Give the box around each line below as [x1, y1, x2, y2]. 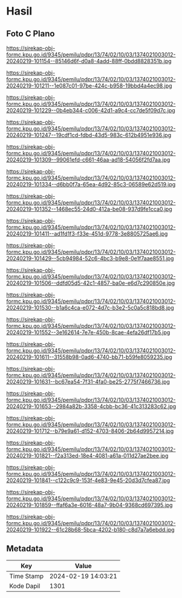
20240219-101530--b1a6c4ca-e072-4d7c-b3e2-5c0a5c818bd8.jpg [6, 304, 174, 311]
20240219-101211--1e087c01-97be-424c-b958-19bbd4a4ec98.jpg [6, 82, 172, 89]
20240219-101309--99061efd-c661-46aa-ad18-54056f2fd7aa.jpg [6, 156, 171, 163]
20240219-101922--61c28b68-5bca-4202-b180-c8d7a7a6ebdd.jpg [6, 526, 175, 533]
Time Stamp [9, 572, 44, 580]
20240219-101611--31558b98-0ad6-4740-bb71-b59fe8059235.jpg [6, 353, 172, 361]
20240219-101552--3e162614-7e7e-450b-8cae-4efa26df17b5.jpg [6, 329, 171, 336]
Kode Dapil [9, 582, 41, 590]
